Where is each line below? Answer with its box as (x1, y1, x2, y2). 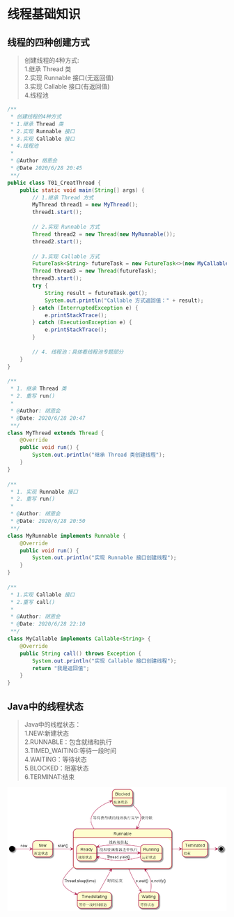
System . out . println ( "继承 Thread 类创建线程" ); (32, 451, 166, 459)
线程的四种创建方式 (7, 36, 90, 48)
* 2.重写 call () (10, 598, 56, 605)
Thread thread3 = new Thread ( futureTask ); (32, 268, 157, 275)
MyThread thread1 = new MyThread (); (32, 202, 139, 209)
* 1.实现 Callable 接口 (10, 591, 75, 598)
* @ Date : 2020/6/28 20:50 (10, 517, 86, 524)
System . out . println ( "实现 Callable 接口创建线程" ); (32, 657, 177, 665)
